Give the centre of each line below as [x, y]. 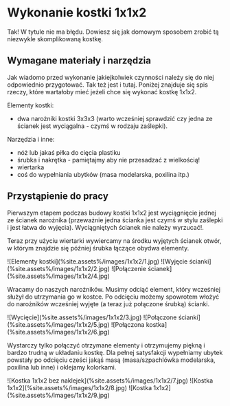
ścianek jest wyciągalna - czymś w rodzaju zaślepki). [92, 126]
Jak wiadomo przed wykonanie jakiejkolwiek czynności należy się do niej [111, 77]
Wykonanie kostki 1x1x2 [77, 13]
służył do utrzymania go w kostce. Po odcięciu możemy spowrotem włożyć [113, 297]
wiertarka [31, 167]
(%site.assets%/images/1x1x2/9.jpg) [58, 395]
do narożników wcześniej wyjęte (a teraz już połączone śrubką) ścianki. [108, 303]
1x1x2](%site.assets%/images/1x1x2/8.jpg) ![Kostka [80, 387]
